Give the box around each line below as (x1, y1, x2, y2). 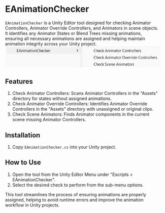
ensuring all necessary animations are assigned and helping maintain (5, 36, 145, 42)
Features (5, 77, 33, 85)
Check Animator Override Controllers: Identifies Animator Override (12, 101, 148, 107)
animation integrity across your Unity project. (5, 41, 97, 46)
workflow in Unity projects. (5, 202, 60, 208)
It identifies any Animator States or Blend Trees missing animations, (5, 30, 142, 36)
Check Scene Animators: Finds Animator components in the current (12, 111, 150, 117)
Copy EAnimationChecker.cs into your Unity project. (12, 144, 117, 150)
